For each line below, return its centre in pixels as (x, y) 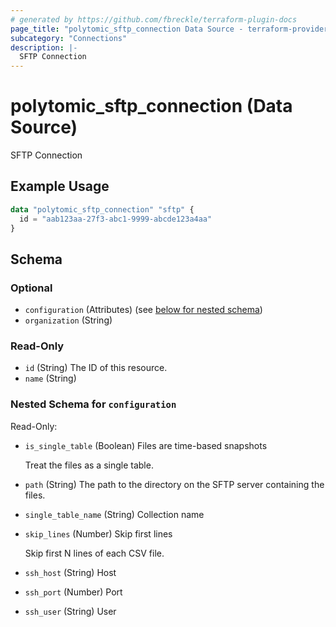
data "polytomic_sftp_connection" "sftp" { (102, 209)
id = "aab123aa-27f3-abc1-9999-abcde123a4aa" (116, 219)
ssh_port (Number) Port (73, 592)
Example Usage (60, 186)
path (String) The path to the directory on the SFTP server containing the (174, 484)
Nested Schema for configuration (93, 404)
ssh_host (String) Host (70, 572)
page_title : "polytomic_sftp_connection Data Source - (127, 29)
